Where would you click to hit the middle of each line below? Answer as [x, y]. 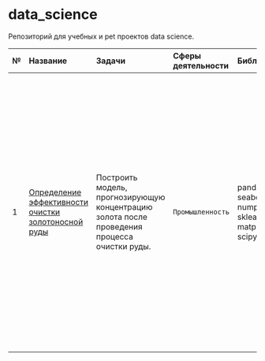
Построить [117, 177]
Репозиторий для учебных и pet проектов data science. [101, 36]
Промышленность [202, 212]
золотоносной [56, 221]
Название [48, 61]
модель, [112, 187]
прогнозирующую [131, 197]
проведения [119, 226]
